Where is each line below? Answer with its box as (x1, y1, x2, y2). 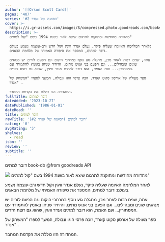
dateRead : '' (5, 108, 32, 113)
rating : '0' (5, 121, 29, 126)
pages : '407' (5, 12, 32, 17)
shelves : (5, 131, 23, 135)
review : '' (5, 144, 27, 149)
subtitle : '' (5, 149, 32, 154)
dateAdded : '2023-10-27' (5, 99, 56, 104)
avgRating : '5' (5, 126, 36, 131)
